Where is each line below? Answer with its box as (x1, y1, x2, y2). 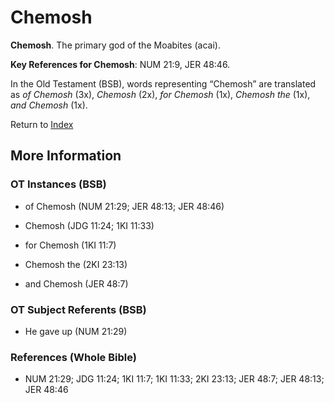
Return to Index (10, 118, 74, 130)
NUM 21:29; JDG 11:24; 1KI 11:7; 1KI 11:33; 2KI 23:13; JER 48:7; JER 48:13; (24, 373, 325, 385)
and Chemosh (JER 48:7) (24, 277, 129, 290)
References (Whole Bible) (10, 350, 137, 364)
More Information (10, 147, 122, 165)
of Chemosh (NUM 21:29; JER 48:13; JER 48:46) (24, 200, 225, 212)
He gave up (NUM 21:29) (24, 325, 128, 337)
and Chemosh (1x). (10, 99, 88, 111)
